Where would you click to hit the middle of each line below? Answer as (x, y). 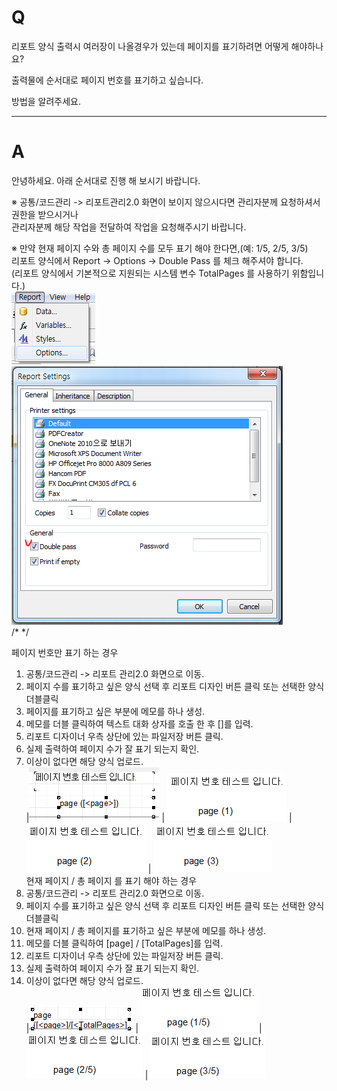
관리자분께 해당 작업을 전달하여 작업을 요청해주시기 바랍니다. (129, 227)
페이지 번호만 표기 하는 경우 (65, 652)
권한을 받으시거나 (45, 214)
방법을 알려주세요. (46, 101)
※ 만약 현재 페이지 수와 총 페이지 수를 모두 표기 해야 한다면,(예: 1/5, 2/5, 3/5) (160, 248)
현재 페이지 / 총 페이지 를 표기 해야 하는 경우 (111, 880)
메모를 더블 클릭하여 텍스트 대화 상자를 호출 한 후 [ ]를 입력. (139, 723)
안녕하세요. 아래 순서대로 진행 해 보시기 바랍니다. (106, 180)
